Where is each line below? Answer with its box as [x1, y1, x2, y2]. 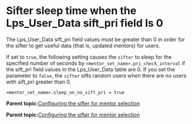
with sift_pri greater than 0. [6, 78, 72, 85]
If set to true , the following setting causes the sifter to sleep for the [6, 53, 172, 60]
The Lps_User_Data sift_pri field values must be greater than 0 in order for [6, 36, 186, 43]
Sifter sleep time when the [6, 4, 137, 18]
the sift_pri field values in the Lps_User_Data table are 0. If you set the [6, 66, 175, 73]
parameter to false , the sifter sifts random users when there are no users [6, 72, 187, 79]
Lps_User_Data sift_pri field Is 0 [6, 16, 163, 30]
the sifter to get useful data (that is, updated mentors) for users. [6, 42, 160, 49]
